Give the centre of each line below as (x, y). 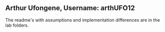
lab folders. (17, 25)
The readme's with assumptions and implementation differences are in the (83, 20)
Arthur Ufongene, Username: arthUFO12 (70, 8)
